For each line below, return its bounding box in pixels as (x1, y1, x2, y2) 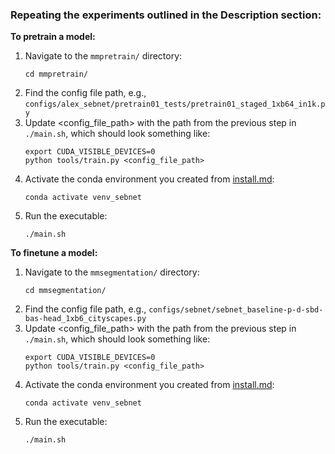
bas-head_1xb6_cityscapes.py (24, 314, 147, 324)
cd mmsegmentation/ (24, 286, 107, 296)
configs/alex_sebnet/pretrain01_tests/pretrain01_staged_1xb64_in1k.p (24, 99, 326, 110)
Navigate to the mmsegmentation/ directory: (24, 266, 200, 278)
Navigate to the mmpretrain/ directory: (24, 50, 183, 62)
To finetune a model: (10, 247, 98, 259)
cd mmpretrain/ (24, 69, 89, 80)
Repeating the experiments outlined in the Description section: (10, 8, 322, 22)
